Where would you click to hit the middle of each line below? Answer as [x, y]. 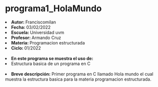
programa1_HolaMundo [53, 9]
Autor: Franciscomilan [34, 22]
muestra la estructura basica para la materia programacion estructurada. [78, 79]
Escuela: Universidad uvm [38, 32]
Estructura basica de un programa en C [51, 64]
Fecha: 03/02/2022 [31, 27]
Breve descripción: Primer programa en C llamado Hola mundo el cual [82, 74]
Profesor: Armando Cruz [36, 38]
